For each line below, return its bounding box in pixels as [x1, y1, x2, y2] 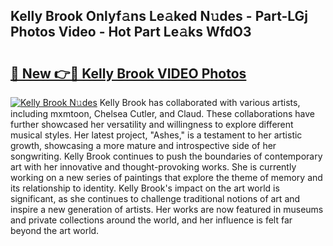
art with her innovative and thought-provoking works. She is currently [10, 161, 297, 173]
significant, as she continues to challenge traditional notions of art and [10, 193, 301, 204]
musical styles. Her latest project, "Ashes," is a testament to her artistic [10, 129, 303, 141]
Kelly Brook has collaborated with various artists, [99, 97, 301, 108]
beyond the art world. [10, 225, 100, 236]
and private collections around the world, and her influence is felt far [10, 214, 293, 226]
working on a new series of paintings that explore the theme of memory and [10, 172, 323, 183]
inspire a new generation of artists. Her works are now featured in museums [10, 204, 324, 215]
